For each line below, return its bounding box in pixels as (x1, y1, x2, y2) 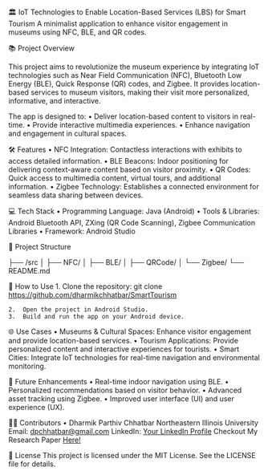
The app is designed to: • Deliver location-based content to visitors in (8, 112, 239, 121)
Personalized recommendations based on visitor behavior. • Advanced (8, 385, 242, 395)
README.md (8, 266, 51, 275)
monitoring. (8, 361, 47, 371)
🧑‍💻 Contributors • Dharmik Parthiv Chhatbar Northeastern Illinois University (8, 418, 259, 428)
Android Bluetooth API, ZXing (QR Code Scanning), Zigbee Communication (8, 218, 255, 227)
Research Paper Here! (8, 435, 82, 445)
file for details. (8, 459, 56, 469)
